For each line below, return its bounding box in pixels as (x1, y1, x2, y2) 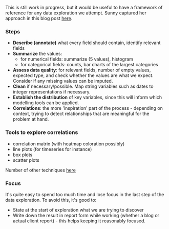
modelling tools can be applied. (12, 100, 79, 106)
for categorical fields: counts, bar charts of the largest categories (20, 62, 158, 68)
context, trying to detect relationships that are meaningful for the (12, 110, 150, 117)
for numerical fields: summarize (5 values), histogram (20, 56, 133, 62)
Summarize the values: (12, 51, 62, 57)
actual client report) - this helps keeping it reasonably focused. (12, 218, 146, 224)
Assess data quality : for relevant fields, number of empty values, (12, 67, 151, 73)
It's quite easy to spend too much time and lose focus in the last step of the (5, 191, 164, 197)
